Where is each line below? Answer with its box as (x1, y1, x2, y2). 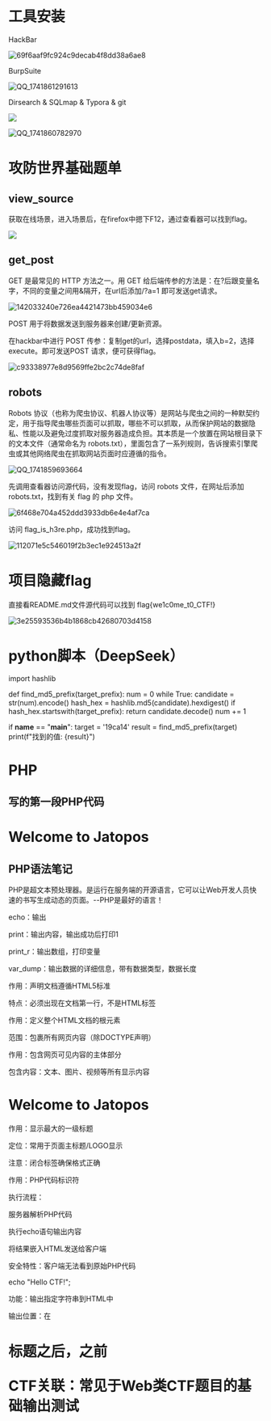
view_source (8, 192, 74, 205)
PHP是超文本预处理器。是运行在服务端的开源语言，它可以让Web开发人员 (8, 885, 250, 894)
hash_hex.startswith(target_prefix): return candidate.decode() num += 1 (8, 707, 247, 717)
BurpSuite (8, 66, 42, 75)
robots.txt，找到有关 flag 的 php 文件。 (8, 491, 138, 501)
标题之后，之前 (8, 1343, 108, 1361)
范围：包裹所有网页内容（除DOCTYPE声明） (8, 1033, 156, 1042)
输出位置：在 (8, 1311, 51, 1321)
